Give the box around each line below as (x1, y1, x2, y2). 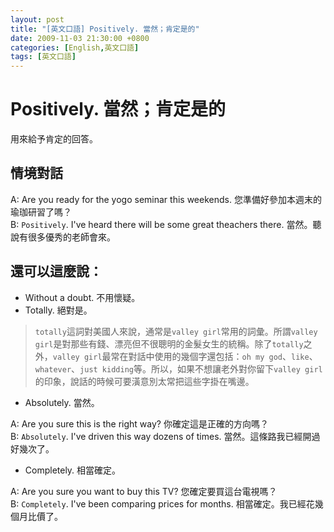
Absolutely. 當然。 (24, 396, 100, 408)
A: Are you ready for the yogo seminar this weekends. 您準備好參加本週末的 (10, 193, 322, 205)
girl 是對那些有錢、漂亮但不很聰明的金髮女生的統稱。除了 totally (34, 337, 304, 350)
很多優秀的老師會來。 (27, 231, 116, 243)
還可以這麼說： (10, 263, 103, 280)
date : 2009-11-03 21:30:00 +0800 (10, 33, 150, 43)
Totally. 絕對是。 (24, 304, 93, 316)
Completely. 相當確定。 (24, 464, 122, 476)
